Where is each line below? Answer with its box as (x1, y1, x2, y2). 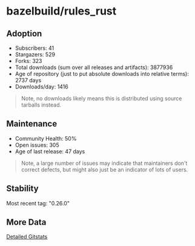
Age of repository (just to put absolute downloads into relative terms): (15, 70, 189, 77)
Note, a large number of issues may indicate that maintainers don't (21, 159, 188, 167)
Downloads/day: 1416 (15, 83, 68, 90)
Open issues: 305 (15, 141, 59, 148)
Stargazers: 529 (15, 51, 56, 58)
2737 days (15, 77, 42, 84)
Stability (6, 184, 39, 194)
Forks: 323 (15, 58, 42, 64)
